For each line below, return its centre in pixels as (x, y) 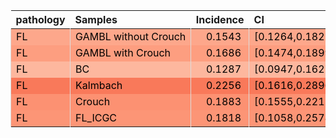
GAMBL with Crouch (123, 52)
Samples (96, 19)
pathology (40, 19)
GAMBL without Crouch (131, 36)
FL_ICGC (96, 117)
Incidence (220, 19)
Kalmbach (99, 85)
